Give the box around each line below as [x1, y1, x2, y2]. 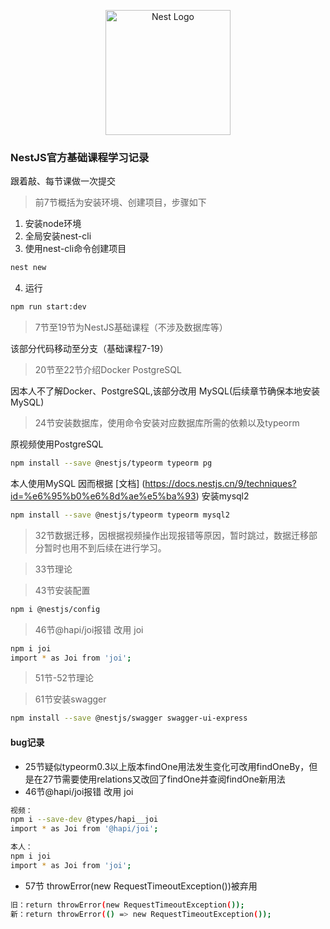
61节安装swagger [34, 693, 107, 705]
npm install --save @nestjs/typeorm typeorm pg [10, 458, 213, 469]
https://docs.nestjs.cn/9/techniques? [144, 477, 297, 489]
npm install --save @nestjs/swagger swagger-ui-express [10, 713, 248, 724]
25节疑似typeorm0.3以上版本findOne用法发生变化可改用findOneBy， [24, 760, 310, 772]
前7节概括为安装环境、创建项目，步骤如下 [34, 196, 207, 209]
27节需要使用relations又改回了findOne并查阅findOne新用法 [42, 773, 286, 785]
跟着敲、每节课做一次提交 [10, 175, 116, 187]
